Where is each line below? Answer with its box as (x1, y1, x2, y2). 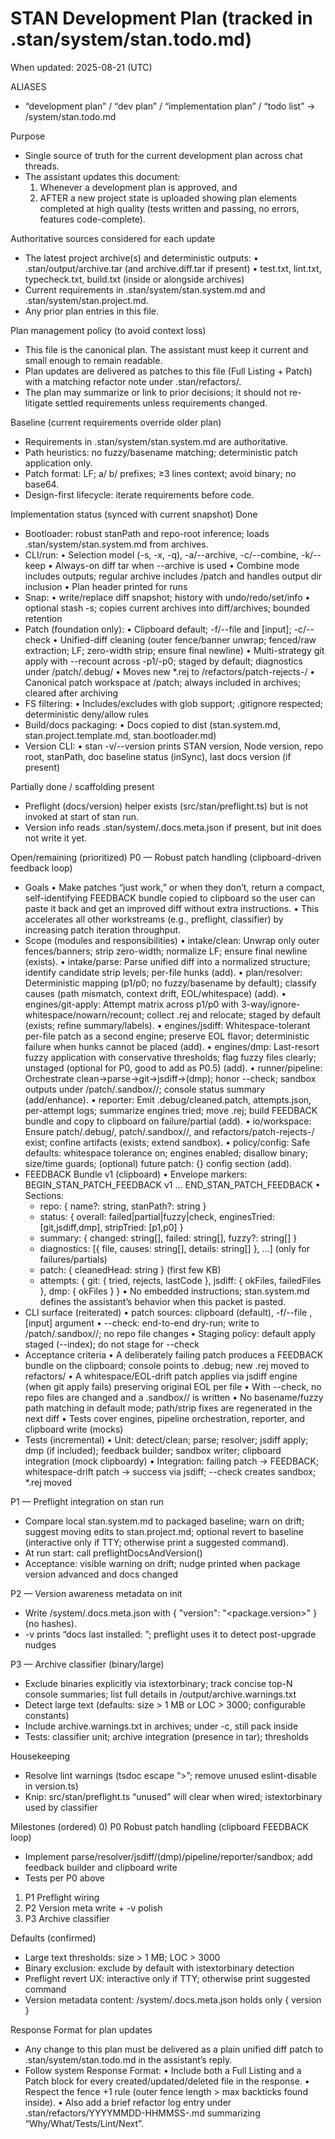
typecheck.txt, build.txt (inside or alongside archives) (24, 273, 245, 285)
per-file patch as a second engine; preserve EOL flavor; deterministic (24, 1030, 310, 1042)
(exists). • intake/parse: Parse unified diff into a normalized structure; (24, 955, 311, 967)
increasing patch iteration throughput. (24, 923, 182, 936)
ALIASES (10, 80, 47, 92)
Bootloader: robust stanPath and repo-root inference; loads (24, 527, 270, 539)
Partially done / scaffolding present (10, 780, 155, 792)
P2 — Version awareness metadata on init (10, 1587, 183, 1599)
